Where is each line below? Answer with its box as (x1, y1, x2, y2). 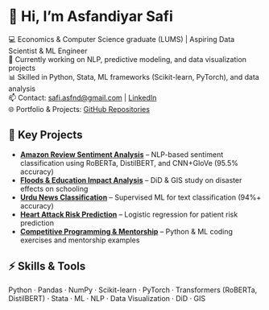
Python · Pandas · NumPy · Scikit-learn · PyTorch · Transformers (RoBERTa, (8, 285, 258, 295)
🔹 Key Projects (8, 128, 83, 142)
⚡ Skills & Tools (8, 259, 86, 273)
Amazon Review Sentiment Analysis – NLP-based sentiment (19, 149, 224, 159)
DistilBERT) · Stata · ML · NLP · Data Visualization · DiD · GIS (8, 293, 206, 303)
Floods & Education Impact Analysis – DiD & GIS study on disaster (19, 175, 242, 184)
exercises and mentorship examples (19, 235, 140, 245)
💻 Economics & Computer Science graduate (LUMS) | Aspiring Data (8, 34, 235, 43)
